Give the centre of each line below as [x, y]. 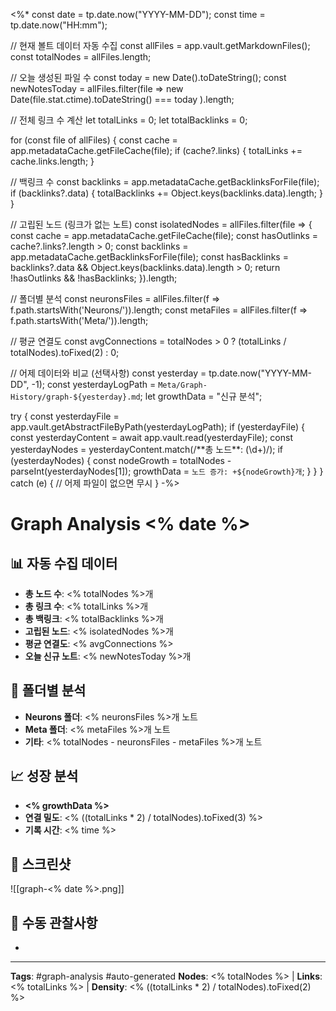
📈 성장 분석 [44, 776]
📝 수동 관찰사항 [54, 922]
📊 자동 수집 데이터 [64, 563]
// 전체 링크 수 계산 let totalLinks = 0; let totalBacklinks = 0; [129, 120]
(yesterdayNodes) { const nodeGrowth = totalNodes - [121, 460]
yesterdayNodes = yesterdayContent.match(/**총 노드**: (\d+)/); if [147, 449]
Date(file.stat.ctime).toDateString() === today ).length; [122, 99]
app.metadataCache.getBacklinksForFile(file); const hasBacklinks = [149, 257]
